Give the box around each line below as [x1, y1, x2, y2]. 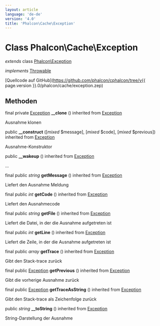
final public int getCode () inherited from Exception [5, 191, 108, 197]
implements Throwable [5, 68, 51, 74]
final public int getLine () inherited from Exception [5, 230, 106, 235]
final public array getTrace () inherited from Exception [5, 249, 114, 254]
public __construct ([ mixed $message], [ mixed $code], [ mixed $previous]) [5, 129, 156, 135]
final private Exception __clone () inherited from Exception [5, 110, 122, 116]
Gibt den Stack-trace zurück [5, 258, 62, 264]
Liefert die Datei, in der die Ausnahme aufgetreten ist [5, 220, 112, 226]
